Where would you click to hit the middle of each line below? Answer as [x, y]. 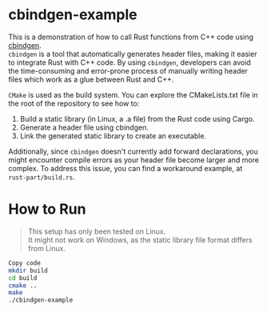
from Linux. [47, 248]
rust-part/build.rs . [42, 177]
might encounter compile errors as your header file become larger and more [134, 160]
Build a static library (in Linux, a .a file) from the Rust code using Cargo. [137, 118]
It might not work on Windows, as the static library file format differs [140, 240]
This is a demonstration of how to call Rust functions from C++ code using [131, 37]
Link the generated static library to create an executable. [113, 136]
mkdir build [28, 270]
